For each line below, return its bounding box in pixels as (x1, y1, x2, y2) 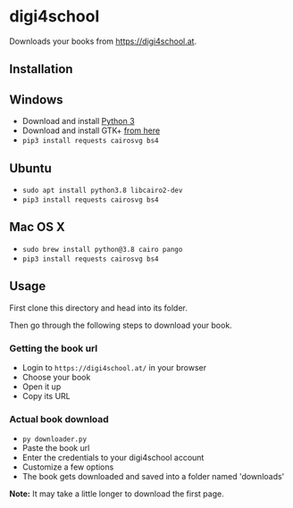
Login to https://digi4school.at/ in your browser (21, 362, 207, 372)
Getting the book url (9, 342, 98, 354)
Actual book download (9, 412, 109, 425)
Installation (9, 62, 73, 77)
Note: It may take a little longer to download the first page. (9, 488, 225, 499)
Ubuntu (9, 161, 52, 176)
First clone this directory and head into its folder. (9, 302, 188, 313)
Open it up (21, 381, 62, 392)
